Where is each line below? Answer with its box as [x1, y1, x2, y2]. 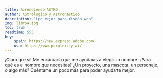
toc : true [5, 25, 25, 30]
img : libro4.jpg [5, 20, 38, 26]
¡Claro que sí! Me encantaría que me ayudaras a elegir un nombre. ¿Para [5, 57, 151, 62]
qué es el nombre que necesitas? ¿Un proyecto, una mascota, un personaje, [5, 62, 159, 68]
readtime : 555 [5, 30, 34, 35]
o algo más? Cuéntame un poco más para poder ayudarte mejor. [5, 67, 135, 73]
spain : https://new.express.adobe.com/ [14, 39, 95, 44]
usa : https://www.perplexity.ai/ [14, 43, 82, 48]
